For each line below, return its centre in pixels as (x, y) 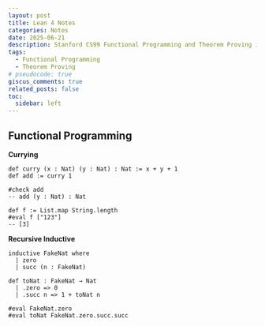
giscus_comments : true (45, 81)
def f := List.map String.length (63, 210)
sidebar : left (38, 103)
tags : (17, 52)
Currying (23, 154)
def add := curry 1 (40, 176)
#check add (26, 189)
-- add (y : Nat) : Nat (47, 197)
